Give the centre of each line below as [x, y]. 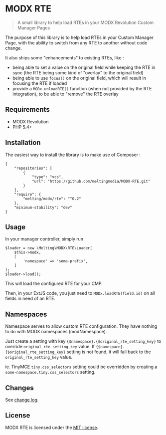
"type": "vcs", [48, 177]
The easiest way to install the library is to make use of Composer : [73, 155]
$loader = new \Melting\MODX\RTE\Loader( [49, 248]
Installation [23, 143]
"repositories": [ [33, 168]
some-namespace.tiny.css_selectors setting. [50, 372]
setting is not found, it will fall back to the [109, 352]
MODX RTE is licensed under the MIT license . [52, 428]
